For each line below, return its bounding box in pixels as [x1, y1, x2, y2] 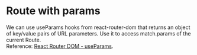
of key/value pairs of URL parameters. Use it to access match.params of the [6, 30, 191, 37]
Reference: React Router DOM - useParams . [6, 43, 114, 50]
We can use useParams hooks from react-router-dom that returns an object [6, 24, 190, 31]
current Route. [6, 36, 41, 43]
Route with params [6, 4, 101, 18]
